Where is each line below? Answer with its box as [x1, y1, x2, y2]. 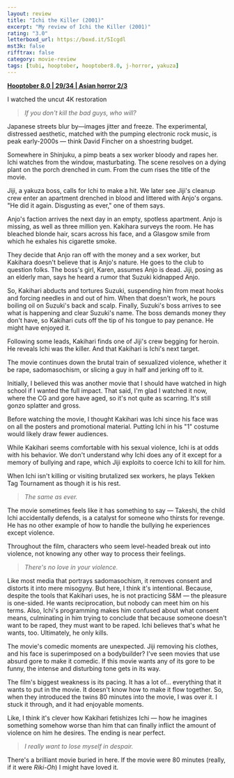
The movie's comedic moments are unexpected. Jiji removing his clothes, [7, 642, 219, 650]
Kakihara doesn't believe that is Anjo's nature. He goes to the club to [7, 258, 204, 266]
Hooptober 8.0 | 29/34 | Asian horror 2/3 [7, 81, 127, 89]
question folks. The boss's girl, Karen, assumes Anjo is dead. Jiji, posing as [7, 265, 224, 273]
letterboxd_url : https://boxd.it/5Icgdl [7, 36, 127, 43]
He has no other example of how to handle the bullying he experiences [7, 521, 210, 529]
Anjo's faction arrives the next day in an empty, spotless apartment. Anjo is [7, 215, 223, 223]
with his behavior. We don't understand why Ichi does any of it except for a [7, 450, 222, 459]
